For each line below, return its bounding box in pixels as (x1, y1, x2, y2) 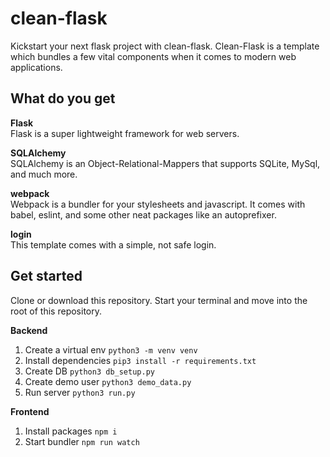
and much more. (10, 168, 78, 180)
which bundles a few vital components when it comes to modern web (10, 50, 297, 62)
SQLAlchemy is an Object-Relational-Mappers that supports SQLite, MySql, (10, 157, 321, 169)
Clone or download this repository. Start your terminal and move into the (10, 294, 308, 306)
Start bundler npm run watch (24, 435, 140, 447)
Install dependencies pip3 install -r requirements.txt (24, 354, 257, 366)
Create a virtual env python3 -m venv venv (24, 343, 198, 356)
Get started (10, 268, 83, 285)
